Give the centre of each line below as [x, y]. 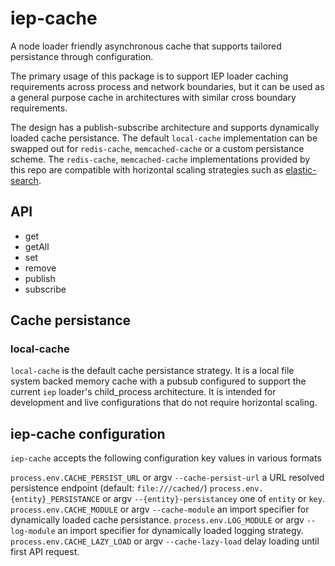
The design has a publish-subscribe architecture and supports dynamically [165, 127]
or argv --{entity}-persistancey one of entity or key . [213, 499]
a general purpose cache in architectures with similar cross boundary [153, 97]
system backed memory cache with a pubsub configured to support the [158, 381]
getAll [37, 246]
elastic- [301, 169]
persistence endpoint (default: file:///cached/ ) [109, 488]
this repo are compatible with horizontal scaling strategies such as [147, 169]
